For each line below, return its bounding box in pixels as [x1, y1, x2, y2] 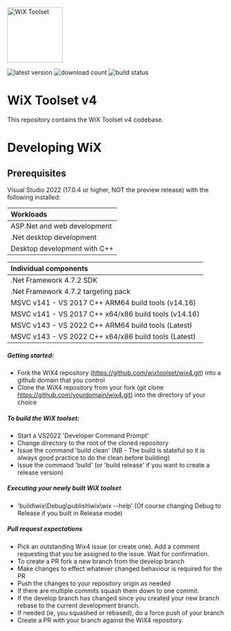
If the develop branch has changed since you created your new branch [17, 594, 220, 602]
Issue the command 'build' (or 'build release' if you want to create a [17, 460, 210, 469]
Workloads [10, 209, 48, 219]
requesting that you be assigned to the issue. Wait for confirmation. [17, 549, 210, 557]
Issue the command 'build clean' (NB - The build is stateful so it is [17, 446, 205, 454]
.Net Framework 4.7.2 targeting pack [10, 286, 131, 296]
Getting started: [7, 351, 54, 359]
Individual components [10, 263, 89, 273]
